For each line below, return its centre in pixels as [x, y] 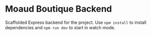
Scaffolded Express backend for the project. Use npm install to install [76, 22]
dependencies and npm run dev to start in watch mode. [60, 27]
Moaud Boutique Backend [59, 9]
